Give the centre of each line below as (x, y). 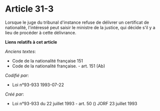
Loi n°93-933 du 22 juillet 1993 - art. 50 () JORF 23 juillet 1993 (75, 103)
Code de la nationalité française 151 (48, 61)
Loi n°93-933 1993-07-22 (38, 85)
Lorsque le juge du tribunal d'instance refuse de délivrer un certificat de (77, 22)
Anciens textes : (21, 51)
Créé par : (15, 94)
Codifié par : (17, 75)
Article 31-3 (29, 9)
